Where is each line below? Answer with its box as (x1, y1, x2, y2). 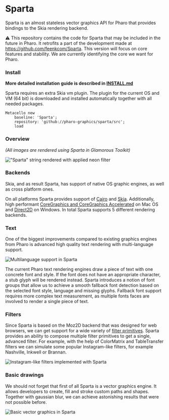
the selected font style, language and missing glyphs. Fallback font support (5, 288, 162, 294)
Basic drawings (5, 372, 44, 379)
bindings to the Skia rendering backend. (5, 25, 88, 31)
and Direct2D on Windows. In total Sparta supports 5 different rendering (5, 206, 155, 212)
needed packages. (5, 101, 44, 107)
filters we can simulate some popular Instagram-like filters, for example (5, 344, 153, 350)
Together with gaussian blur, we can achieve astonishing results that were (5, 394, 159, 400)
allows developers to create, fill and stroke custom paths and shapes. (5, 388, 150, 394)
